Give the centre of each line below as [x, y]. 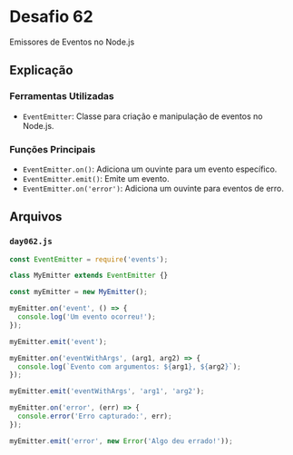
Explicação [41, 70]
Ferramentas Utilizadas [62, 96]
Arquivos [36, 217]
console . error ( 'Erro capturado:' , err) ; [95, 416]
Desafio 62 [51, 17]
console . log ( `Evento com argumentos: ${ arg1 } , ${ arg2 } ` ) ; [130, 366]
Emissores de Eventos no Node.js [72, 42]
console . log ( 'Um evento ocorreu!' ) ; [87, 317]
